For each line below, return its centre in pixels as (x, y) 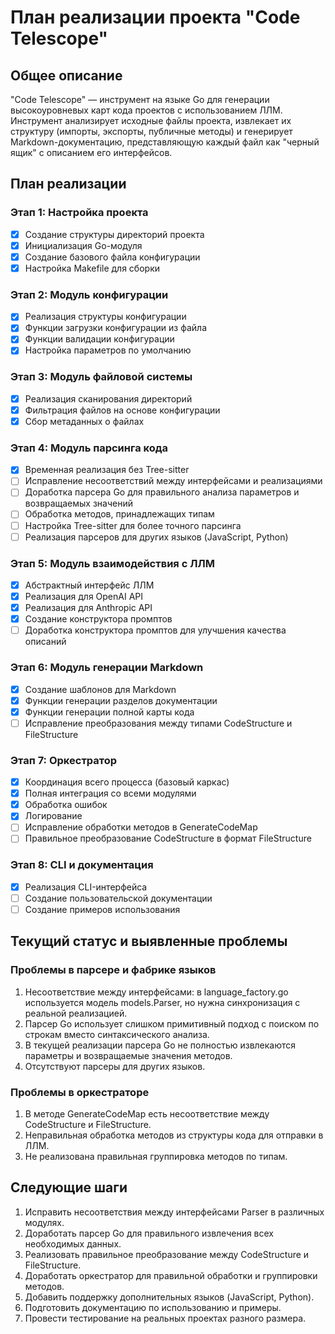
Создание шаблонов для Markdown (100, 689)
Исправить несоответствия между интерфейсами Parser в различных (174, 1212)
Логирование (53, 816)
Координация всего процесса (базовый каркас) (127, 782)
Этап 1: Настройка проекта (79, 213)
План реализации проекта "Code (155, 17)
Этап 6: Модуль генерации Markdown (107, 668)
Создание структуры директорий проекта (114, 234)
